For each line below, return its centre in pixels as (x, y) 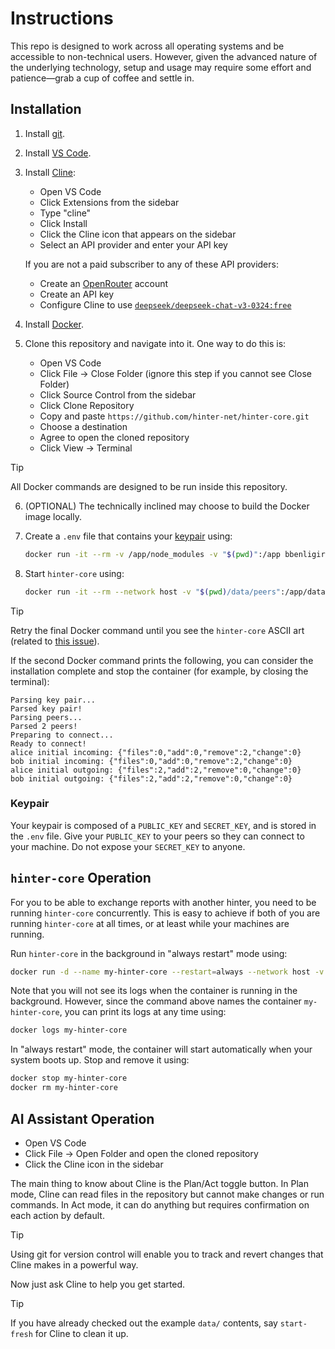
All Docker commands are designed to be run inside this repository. (149, 486)
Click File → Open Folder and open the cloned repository (141, 1153)
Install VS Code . (58, 153)
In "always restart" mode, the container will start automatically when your (161, 1049)
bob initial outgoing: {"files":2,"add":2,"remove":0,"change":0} (151, 778)
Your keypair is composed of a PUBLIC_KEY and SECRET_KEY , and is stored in (163, 825)
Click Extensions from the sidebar (109, 202)
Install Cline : (50, 172)
